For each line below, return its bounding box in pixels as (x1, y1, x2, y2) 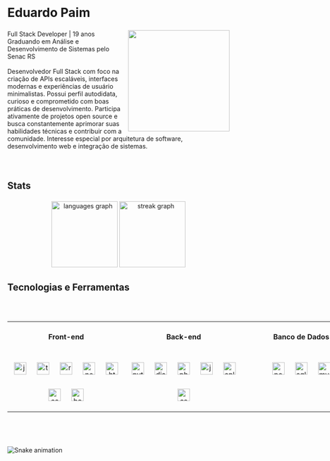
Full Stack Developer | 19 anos (7, 30, 95, 39)
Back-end (166, 332, 202, 342)
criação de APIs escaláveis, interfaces (7, 75, 118, 83)
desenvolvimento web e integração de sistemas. (7, 142, 148, 151)
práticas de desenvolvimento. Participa (7, 105, 121, 113)
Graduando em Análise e (7, 37, 80, 46)
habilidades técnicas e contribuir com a (7, 127, 122, 136)
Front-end (48, 332, 85, 342)
